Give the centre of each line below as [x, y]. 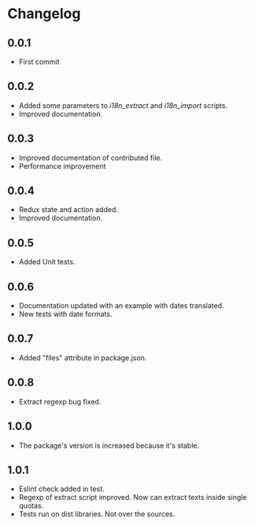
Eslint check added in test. [62, 489]
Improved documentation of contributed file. [91, 158]
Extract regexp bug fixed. [60, 401]
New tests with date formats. [65, 314]
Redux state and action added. [68, 210]
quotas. [31, 506]
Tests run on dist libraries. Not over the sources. [97, 514]
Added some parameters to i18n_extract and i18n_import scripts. [123, 105]
